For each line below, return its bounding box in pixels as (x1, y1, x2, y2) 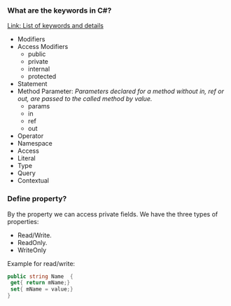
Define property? (7, 194, 67, 204)
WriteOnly (17, 246, 47, 254)
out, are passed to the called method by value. (17, 95, 153, 103)
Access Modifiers (17, 43, 69, 51)
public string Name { (7, 272, 73, 280)
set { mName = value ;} (10, 286, 73, 293)
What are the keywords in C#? (7, 6, 112, 15)
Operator (17, 132, 44, 140)
